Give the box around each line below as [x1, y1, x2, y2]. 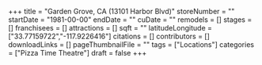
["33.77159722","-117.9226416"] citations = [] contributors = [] [8, 31, 210, 41]
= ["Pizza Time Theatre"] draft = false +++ [8, 49, 147, 57]
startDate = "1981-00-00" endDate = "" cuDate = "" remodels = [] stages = [8, 15, 253, 24]
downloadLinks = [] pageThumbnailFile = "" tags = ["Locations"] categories [8, 40, 255, 49]
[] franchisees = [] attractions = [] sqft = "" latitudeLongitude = [8, 23, 212, 32]
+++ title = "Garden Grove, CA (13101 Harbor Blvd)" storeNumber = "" [8, 7, 235, 16]
